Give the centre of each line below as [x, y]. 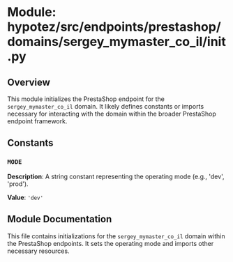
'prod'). [18, 184]
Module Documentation [60, 219]
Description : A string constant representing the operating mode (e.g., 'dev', [116, 176]
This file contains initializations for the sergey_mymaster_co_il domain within [116, 236]
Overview [29, 82]
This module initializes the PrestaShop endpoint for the [86, 99]
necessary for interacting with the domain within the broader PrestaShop [112, 114]
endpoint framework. [37, 121]
